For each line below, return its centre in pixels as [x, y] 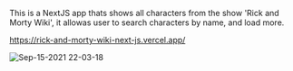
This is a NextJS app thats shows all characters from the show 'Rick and [144, 13]
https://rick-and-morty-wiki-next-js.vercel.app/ [98, 40]
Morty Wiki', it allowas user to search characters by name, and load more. [147, 22]
